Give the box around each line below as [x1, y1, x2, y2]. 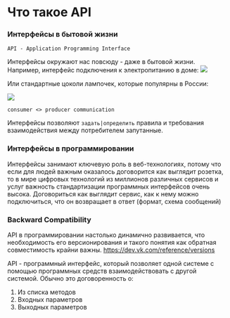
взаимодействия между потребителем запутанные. [7, 126, 163, 134]
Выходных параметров [17, 303, 87, 312]
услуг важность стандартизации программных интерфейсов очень [7, 182, 210, 191]
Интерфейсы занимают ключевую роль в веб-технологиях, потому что [7, 160, 222, 168]
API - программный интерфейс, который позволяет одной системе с [7, 260, 215, 268]
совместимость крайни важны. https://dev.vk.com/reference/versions [7, 246, 215, 254]
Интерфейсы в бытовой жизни [7, 30, 118, 39]
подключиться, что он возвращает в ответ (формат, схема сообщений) [7, 197, 222, 205]
